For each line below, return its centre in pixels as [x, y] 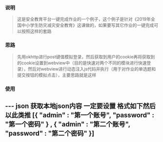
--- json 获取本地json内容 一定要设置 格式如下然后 [81, 106]
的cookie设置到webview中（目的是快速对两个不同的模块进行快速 [82, 63]
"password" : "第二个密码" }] [50, 133]
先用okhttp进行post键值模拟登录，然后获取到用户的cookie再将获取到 [86, 56]
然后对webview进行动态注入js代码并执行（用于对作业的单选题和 [92, 69]
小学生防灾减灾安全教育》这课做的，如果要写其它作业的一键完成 [90, 25]
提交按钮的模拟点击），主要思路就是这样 [57, 75]
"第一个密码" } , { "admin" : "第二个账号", [68, 124]
